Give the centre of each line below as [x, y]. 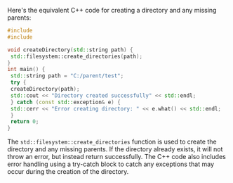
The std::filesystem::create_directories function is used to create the [112, 142]
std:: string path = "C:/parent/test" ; [67, 76]
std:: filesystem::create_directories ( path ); [76, 56]
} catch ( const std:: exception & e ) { [65, 102]
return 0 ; [25, 122]
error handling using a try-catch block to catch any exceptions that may [111, 164]
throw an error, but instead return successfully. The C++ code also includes [116, 157]
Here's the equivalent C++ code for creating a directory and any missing [112, 10]
